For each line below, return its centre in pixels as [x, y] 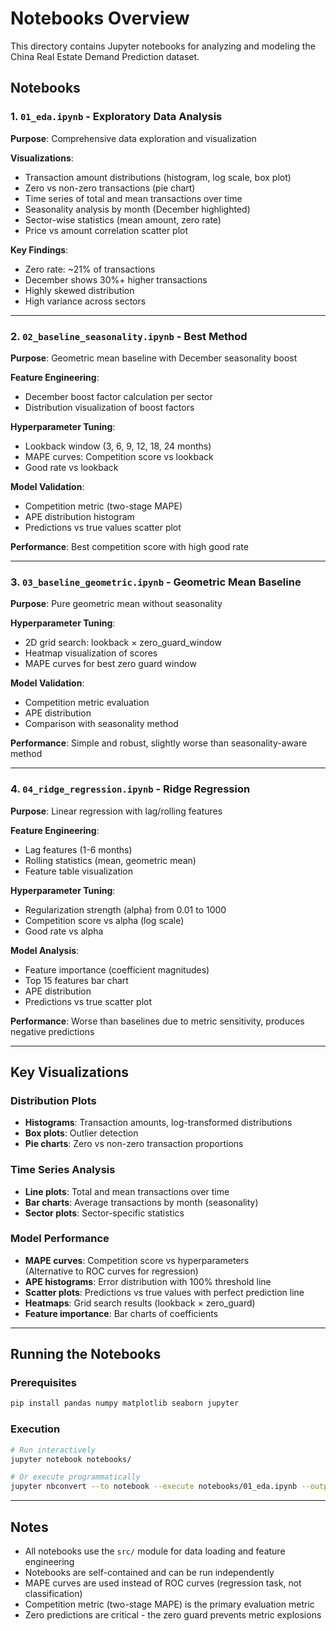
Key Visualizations [70, 1072]
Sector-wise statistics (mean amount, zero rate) [123, 219]
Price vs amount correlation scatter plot [106, 230]
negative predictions [52, 1031]
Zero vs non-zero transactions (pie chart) [110, 188]
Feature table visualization [79, 871]
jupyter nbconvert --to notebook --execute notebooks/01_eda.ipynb [154, 1487]
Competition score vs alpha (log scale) [104, 920]
